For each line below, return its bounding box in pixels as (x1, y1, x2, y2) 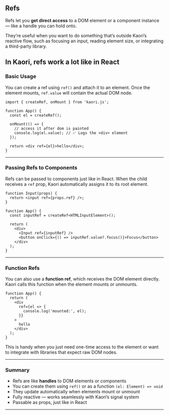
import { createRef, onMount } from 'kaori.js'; (5, 99, 109, 105)
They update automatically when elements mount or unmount (12, 389, 140, 395)
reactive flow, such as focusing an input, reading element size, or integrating (5, 38, 163, 44)
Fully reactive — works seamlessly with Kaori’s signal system (12, 394, 139, 400)
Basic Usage (5, 73, 37, 80)
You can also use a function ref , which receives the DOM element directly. (5, 276, 160, 282)
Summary (5, 367, 30, 374)
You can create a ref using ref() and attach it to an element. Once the (5, 84, 150, 90)
